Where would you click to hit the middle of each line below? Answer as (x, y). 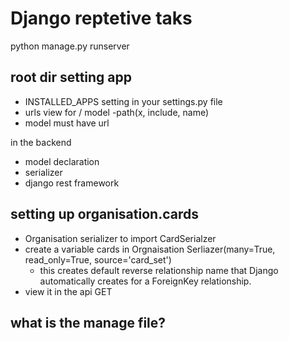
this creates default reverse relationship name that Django (159, 270)
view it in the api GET (68, 291)
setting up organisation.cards (104, 214)
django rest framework (72, 183)
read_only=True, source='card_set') (98, 259)
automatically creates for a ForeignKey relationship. (145, 281)
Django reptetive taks (101, 18)
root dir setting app (71, 77)
